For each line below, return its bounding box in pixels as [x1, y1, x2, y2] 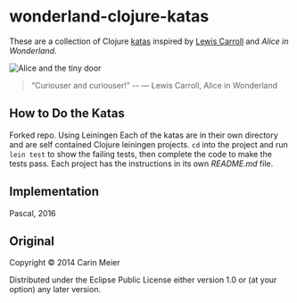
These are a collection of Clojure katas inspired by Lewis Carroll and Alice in [9, 36, 289, 46]
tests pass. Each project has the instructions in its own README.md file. [9, 158, 274, 169]
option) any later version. [9, 284, 101, 295]
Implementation [9, 184, 100, 199]
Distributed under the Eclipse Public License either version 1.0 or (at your [9, 274, 277, 285]
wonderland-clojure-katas [9, 6, 210, 27]
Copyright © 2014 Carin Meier [9, 257, 120, 268]
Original [9, 233, 55, 248]
